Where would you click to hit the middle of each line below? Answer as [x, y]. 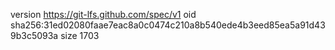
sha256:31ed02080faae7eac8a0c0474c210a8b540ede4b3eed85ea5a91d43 [168, 25]
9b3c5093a [34, 35]
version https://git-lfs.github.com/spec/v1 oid [103, 14]
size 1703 [80, 35]
